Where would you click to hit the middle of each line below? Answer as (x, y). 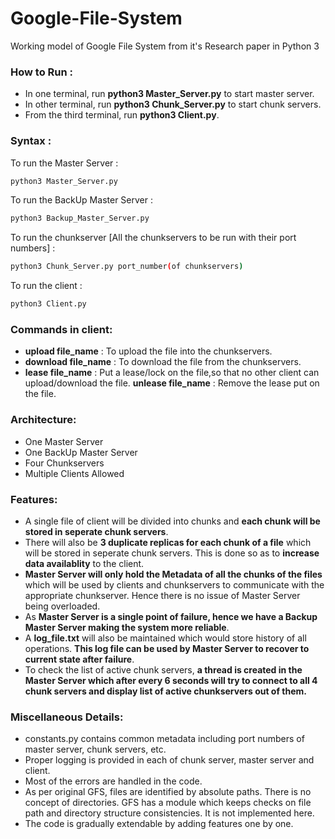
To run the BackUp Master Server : (81, 200)
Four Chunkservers (64, 463)
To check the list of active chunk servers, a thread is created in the (163, 669)
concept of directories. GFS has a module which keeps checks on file (168, 803)
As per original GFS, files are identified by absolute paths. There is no (168, 792)
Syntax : (31, 141)
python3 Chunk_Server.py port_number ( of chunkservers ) (127, 267)
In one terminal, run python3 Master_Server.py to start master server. (169, 94)
